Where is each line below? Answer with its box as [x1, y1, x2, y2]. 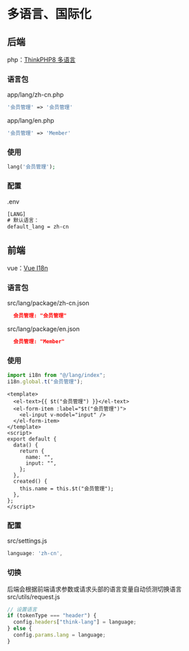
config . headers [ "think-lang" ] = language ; [13, 619, 137, 625]
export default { [7, 436, 57, 443]
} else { [7, 625, 32, 632]
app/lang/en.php [7, 117, 55, 125]
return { [19, 448, 45, 455]
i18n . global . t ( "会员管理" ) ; [7, 378, 84, 385]
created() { [13, 478, 48, 485]
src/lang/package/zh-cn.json [7, 299, 89, 307]
